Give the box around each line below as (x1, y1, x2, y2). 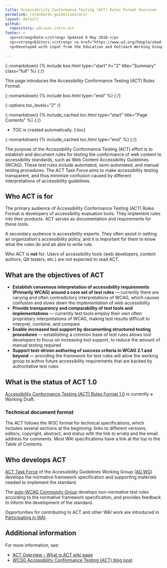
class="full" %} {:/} (5, 68, 45, 74)
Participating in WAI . (5, 515, 47, 521)
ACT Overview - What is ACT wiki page (12, 552, 93, 558)
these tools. (5, 221, 29, 227)
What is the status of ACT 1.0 (5, 378, 97, 386)
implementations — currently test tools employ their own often (12, 311, 142, 317)
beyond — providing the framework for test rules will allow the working (12, 353, 158, 359)
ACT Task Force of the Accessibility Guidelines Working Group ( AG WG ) (5, 469, 153, 475)
